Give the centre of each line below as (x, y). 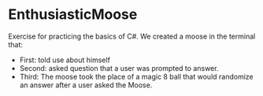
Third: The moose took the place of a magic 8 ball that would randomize (136, 76)
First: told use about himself (65, 60)
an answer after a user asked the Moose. (86, 85)
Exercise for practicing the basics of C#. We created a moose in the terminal (132, 36)
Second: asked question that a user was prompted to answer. (119, 68)
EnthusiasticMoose (73, 15)
